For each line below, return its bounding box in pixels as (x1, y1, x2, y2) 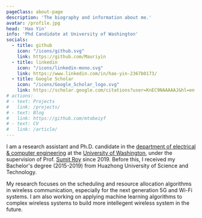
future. (6, 206, 23, 213)
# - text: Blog (6, 110, 44, 116)
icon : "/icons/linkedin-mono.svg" (17, 64, 103, 71)
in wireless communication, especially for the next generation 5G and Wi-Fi (6, 187, 192, 193)
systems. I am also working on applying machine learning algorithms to (6, 193, 182, 200)
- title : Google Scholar (11, 76, 74, 82)
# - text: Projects (6, 98, 55, 104)
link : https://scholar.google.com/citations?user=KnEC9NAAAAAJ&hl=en (17, 87, 195, 93)
